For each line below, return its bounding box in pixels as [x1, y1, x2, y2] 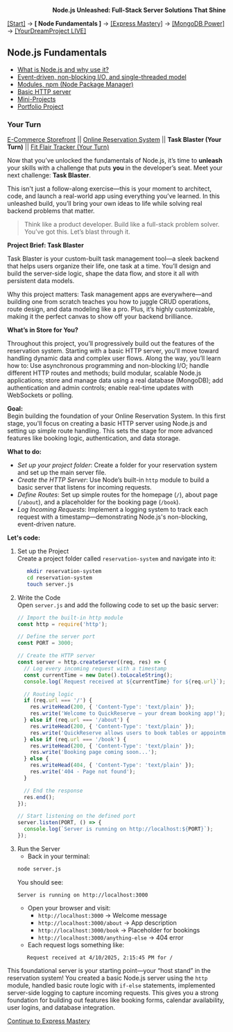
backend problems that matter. [7, 207, 95, 215]
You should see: [17, 878, 64, 886]
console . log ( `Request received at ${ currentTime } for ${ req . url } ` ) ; [24, 678, 226, 685]
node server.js [17, 865, 62, 872]
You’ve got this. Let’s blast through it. [24, 227, 130, 236]
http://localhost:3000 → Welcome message [37, 911, 168, 919]
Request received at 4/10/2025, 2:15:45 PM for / [26, 954, 173, 961]
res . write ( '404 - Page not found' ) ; [30, 768, 136, 775]
